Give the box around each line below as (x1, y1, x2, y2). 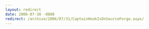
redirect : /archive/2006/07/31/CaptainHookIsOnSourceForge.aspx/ (5, 16, 144, 21)
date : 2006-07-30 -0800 (5, 12, 55, 17)
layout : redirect (5, 7, 41, 12)
